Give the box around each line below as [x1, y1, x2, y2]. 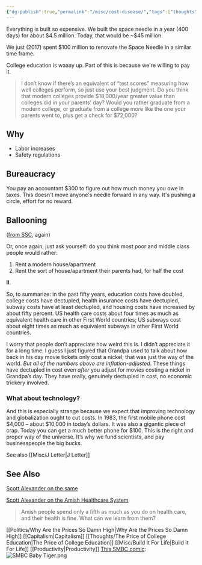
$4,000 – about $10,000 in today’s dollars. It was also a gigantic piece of [6, 420, 186, 428]
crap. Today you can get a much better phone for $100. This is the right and [6, 427, 194, 434]
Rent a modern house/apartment [14, 261, 96, 268]
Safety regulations [14, 151, 61, 158]
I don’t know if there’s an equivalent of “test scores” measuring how [20, 80, 189, 87]
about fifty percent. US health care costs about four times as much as [6, 310, 179, 317]
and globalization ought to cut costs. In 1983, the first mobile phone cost [6, 414, 185, 422]
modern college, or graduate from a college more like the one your [20, 105, 186, 112]
